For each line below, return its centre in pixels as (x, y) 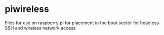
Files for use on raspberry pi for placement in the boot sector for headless (82, 23)
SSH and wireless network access (40, 28)
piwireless (27, 9)
